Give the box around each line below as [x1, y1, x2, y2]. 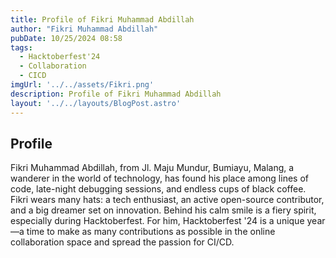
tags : [10, 42, 33, 53]
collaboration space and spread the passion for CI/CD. [10, 236, 235, 248]
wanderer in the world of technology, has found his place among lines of [10, 172, 309, 185]
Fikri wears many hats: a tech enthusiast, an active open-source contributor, [10, 194, 325, 206]
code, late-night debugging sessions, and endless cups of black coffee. [10, 183, 307, 195]
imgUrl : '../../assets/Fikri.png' [10, 80, 155, 90]
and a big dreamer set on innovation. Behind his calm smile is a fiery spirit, [10, 204, 317, 216]
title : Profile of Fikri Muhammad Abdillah [10, 14, 195, 25]
